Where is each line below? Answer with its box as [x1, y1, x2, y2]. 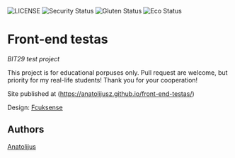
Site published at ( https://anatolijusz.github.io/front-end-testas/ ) [7, 89, 195, 98]
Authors [7, 123, 45, 135]
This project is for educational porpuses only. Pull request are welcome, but [7, 68, 228, 77]
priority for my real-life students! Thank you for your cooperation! [7, 75, 198, 84]
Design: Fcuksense [7, 103, 63, 111]
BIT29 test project [7, 54, 60, 63]
